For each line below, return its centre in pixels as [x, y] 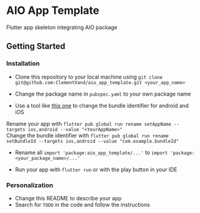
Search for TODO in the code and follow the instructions [83, 205]
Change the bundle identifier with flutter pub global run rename [88, 135]
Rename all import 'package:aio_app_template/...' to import [91, 152]
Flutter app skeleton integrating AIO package [62, 27]
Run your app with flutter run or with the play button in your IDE [96, 169]
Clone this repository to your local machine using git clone [89, 77]
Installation [23, 64]
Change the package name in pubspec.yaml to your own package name [103, 94]
